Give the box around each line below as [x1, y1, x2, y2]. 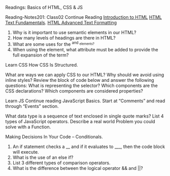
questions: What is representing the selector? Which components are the [5, 82, 158, 89]
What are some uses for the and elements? [12, 40, 95, 47]
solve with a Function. [5, 124, 51, 130]
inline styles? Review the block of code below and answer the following [5, 77, 154, 83]
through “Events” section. [5, 103, 59, 109]
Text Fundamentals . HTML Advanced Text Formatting [5, 20, 117, 25]
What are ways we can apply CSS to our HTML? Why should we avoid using [5, 71, 164, 78]
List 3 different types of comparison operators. [12, 160, 111, 166]
